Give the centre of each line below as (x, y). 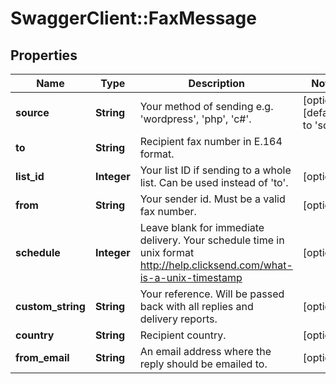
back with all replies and (196, 306)
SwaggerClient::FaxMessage (133, 18)
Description (216, 83)
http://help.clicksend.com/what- (216, 265)
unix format (167, 252)
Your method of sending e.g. (206, 106)
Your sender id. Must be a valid (212, 199)
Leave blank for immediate (202, 227)
